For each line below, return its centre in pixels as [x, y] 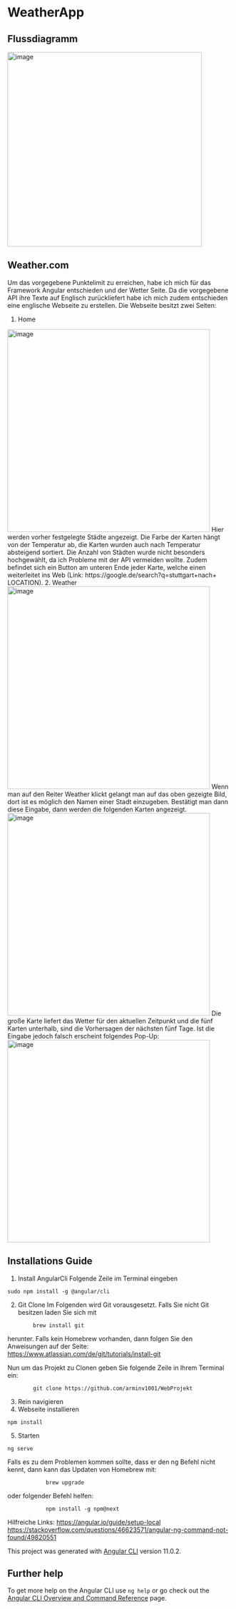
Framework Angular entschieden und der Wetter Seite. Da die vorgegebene [118, 290]
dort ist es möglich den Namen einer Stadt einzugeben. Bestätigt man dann [118, 801]
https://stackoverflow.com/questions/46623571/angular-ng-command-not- [118, 1530]
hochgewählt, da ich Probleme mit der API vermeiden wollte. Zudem [107, 560]
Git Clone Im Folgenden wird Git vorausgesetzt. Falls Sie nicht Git [113, 1305]
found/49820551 [32, 1537]
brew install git [58, 1325]
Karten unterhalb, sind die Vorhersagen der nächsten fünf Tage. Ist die [111, 1028]
